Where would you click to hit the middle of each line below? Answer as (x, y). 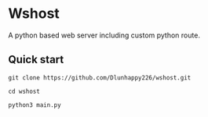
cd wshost (24, 91)
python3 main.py (35, 105)
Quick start (36, 60)
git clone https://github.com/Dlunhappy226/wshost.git (100, 78)
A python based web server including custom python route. (104, 35)
